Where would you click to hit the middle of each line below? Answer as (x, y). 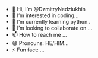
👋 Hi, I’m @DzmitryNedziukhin (49, 9)
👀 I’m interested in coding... (45, 15)
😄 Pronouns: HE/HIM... (40, 43)
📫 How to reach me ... (39, 35)
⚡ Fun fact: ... (28, 50)
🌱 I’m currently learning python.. (51, 22)
